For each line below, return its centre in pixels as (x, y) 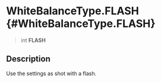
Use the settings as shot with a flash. (51, 73)
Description (28, 59)
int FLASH (33, 40)
